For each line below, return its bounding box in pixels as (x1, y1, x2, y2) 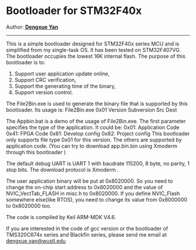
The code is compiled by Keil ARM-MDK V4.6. (6, 213, 117, 220)
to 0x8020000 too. (6, 202, 51, 209)
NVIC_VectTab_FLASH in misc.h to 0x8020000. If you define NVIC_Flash (6, 190, 180, 197)
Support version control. (14, 89, 73, 96)
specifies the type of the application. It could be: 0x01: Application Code (6, 124, 180, 131)
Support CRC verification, (14, 76, 76, 83)
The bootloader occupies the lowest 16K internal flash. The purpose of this (6, 53, 185, 60)
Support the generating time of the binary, (14, 82, 116, 89)
